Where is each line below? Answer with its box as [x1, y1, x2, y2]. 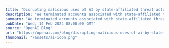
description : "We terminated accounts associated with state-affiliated [5, 12, 161, 17]
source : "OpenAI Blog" [5, 26, 53, 31]
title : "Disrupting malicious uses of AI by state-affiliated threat [5, 7, 154, 12]
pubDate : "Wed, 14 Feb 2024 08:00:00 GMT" [5, 21, 96, 26]
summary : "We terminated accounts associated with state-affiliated [5, 16, 152, 21]
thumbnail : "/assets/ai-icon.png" [5, 35, 78, 40]
